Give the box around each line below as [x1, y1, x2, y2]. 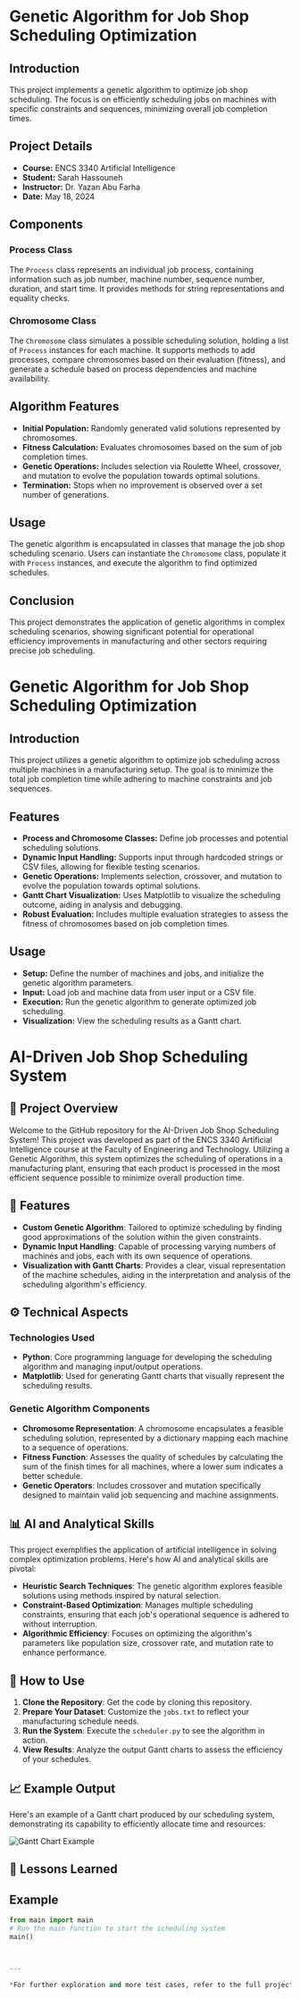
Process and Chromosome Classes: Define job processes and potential [21, 833, 288, 844]
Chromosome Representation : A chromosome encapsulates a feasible [21, 1423, 284, 1433]
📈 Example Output [9, 1781, 116, 1796]
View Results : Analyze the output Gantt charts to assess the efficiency [21, 1744, 283, 1755]
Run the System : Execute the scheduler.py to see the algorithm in [21, 1725, 265, 1736]
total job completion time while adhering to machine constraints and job [9, 774, 272, 785]
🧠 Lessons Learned [9, 1861, 118, 1877]
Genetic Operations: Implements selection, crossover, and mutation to [21, 871, 283, 882]
